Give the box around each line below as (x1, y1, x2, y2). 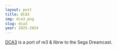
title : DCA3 (5, 12, 30, 17)
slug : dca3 (5, 21, 28, 26)
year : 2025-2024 (5, 26, 39, 31)
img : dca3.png (5, 16, 35, 21)
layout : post (5, 7, 32, 12)
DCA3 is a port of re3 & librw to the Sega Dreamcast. (5, 39, 113, 45)
